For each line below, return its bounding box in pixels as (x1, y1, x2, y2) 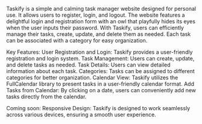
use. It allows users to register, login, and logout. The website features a (6, 11, 185, 19)
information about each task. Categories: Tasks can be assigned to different (6, 68, 195, 74)
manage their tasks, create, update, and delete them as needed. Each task (6, 31, 191, 38)
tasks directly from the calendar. (6, 93, 87, 100)
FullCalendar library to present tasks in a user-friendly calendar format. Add (6, 80, 195, 87)
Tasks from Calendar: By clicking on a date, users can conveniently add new (6, 87, 197, 93)
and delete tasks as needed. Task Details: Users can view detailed (6, 61, 171, 68)
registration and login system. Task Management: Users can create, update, (6, 55, 195, 62)
